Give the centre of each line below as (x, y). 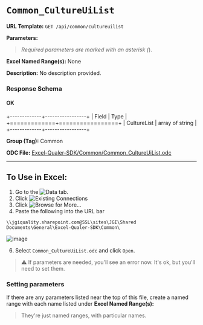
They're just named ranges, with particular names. (84, 315)
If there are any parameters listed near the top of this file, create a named (98, 297)
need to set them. (43, 268)
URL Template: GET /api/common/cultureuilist (65, 26)
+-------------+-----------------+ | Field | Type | (67, 117)
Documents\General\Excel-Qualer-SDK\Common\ (63, 227)
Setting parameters (35, 284)
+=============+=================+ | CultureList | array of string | (101, 123)
